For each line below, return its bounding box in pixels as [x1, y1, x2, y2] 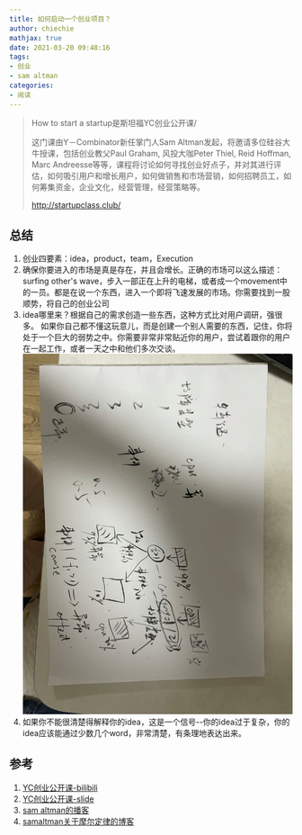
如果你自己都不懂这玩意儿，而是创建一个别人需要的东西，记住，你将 [40, 320, 293, 332]
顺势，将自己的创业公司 [22, 298, 110, 310]
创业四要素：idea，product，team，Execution [22, 253, 194, 265]
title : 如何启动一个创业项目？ [9, 14, 111, 23]
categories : [9, 81, 54, 90]
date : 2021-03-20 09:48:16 [9, 43, 111, 52]
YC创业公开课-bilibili [22, 782, 98, 793]
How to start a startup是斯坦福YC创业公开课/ [31, 117, 198, 128]
